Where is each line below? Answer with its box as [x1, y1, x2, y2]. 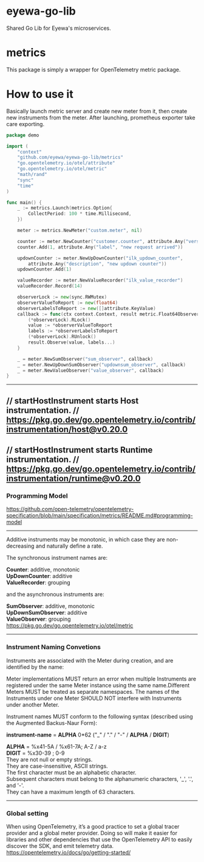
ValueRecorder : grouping [6, 579, 71, 586]
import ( [6, 143, 29, 149]
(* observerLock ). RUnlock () [28, 334, 97, 340]
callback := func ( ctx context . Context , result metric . [17, 311, 159, 317]
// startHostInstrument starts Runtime [6, 445, 153, 455]
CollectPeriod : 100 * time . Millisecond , [28, 211, 132, 217]
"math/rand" [17, 172, 47, 178]
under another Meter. [6, 701, 59, 708]
